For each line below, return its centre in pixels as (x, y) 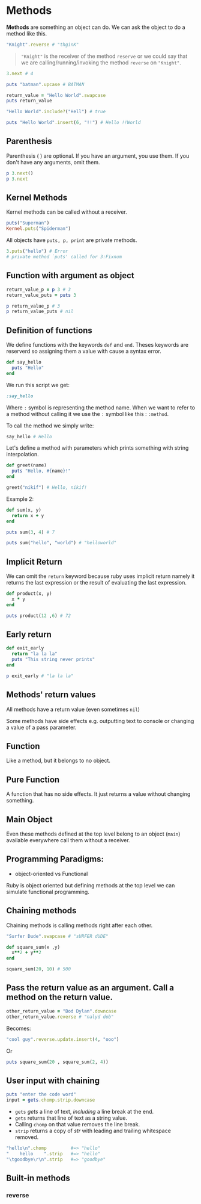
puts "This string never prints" (53, 660)
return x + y (28, 515)
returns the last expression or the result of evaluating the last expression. (97, 583)
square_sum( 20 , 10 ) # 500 (38, 969)
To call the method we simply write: (50, 426)
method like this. (27, 33)
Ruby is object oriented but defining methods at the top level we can (91, 885)
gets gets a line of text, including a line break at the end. (84, 1111)
